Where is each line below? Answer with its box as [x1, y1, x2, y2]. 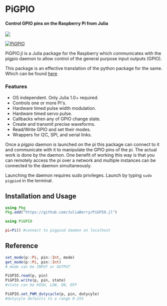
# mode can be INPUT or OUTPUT [5, 264, 70, 269]
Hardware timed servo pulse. [12, 110, 72, 116]
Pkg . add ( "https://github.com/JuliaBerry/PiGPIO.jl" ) [5, 210, 117, 215]
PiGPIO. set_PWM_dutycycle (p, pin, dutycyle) [5, 292, 99, 297]
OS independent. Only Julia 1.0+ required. [12, 94, 99, 100]
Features [5, 83, 27, 90]
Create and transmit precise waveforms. [12, 121, 95, 127]
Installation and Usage [5, 192, 76, 201]
